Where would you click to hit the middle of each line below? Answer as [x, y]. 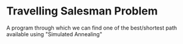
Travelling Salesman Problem [82, 11]
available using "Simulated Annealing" [54, 34]
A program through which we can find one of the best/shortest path [92, 28]
